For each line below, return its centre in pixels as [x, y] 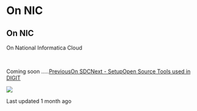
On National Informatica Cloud [44, 48]
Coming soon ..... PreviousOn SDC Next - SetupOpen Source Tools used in [99, 71]
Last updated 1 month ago [39, 101]
